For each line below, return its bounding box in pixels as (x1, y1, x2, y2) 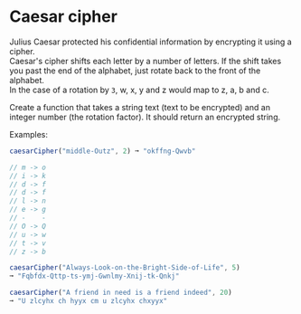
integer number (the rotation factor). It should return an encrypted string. (9, 111, 281, 122)
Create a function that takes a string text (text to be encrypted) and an (9, 101, 271, 112)
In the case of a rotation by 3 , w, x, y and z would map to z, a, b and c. (9, 84, 269, 95)
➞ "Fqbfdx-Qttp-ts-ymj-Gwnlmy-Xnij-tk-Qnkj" (9, 271, 180, 281)
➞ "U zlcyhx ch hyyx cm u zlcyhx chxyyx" (9, 297, 168, 306)
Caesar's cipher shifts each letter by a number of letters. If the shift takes (9, 55, 282, 66)
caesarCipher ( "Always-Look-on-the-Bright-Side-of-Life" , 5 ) (9, 263, 241, 272)
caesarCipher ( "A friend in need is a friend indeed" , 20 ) (9, 288, 232, 298)
